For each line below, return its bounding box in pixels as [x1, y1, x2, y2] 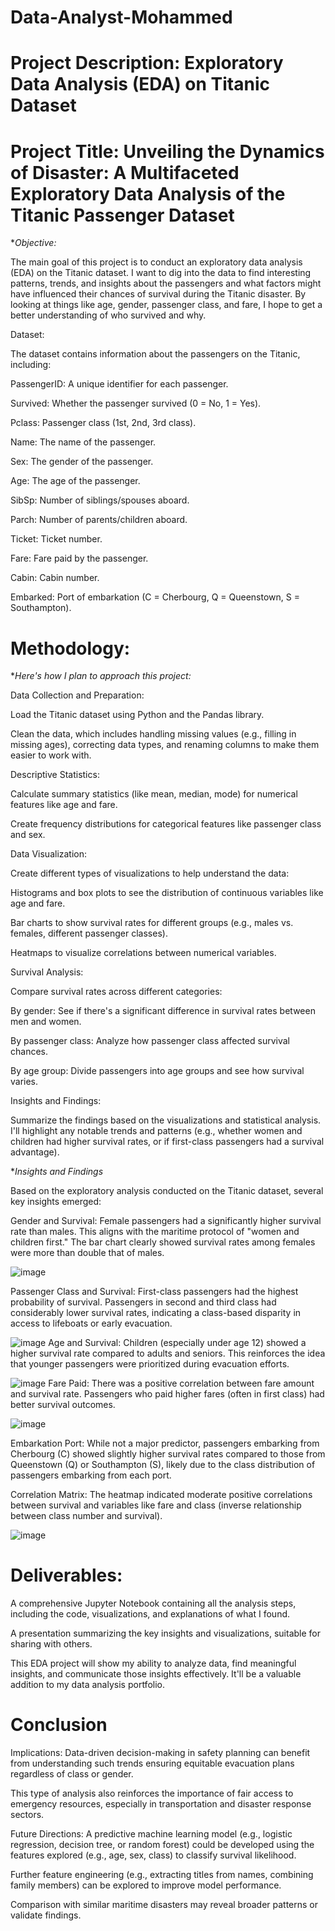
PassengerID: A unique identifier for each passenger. [10, 378, 229, 390]
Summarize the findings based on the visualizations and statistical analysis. [10, 1114, 322, 1126]
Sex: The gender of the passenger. [10, 456, 154, 468]
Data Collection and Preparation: [10, 689, 145, 701]
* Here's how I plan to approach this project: [10, 670, 192, 682]
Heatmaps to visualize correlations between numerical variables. [10, 947, 277, 959]
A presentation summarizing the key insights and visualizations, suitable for [10, 1627, 322, 1640]
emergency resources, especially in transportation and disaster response [10, 1798, 312, 1810]
